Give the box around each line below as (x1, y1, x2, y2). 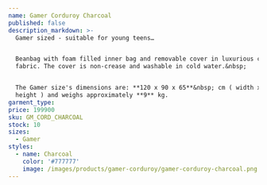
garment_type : (8, 98, 56, 106)
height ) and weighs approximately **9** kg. (15, 91, 169, 99)
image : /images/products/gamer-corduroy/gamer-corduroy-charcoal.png (22, 164, 258, 173)
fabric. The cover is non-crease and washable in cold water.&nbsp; (15, 63, 247, 71)
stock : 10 (8, 121, 41, 129)
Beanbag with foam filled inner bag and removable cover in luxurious (15, 55, 254, 64)
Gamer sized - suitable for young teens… (15, 33, 155, 42)
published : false (8, 19, 66, 27)
